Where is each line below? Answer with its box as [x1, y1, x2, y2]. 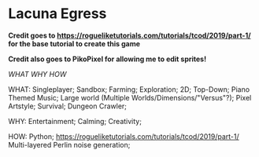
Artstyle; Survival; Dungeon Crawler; [8, 101, 128, 111]
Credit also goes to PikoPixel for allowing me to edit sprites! [8, 54, 207, 64]
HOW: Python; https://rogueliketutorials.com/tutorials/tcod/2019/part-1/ [8, 131, 240, 141]
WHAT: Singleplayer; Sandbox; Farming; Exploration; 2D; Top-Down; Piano [8, 84, 250, 94]
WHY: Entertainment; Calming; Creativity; [8, 116, 142, 126]
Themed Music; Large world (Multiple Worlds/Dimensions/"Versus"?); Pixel [8, 93, 252, 102]
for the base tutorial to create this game [8, 38, 140, 48]
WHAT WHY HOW [8, 69, 67, 78]
